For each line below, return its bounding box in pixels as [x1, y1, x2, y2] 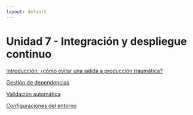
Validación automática [6, 90, 61, 98]
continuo [6, 47, 52, 60]
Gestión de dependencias [6, 78, 70, 86]
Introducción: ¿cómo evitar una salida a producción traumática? [6, 67, 163, 74]
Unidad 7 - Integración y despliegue [6, 34, 187, 48]
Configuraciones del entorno [6, 102, 77, 109]
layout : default [6, 8, 47, 15]
